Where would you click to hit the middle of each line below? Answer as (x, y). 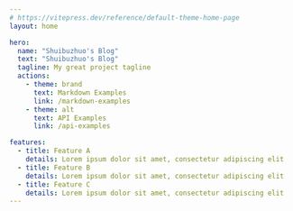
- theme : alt (50, 109)
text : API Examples (69, 118)
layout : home (34, 26)
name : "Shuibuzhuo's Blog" (68, 50)
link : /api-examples (72, 126)
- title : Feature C (54, 184)
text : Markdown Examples (80, 92)
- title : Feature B (54, 168)
